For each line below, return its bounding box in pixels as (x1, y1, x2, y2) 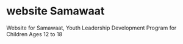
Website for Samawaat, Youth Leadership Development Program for (6, 24, 177, 31)
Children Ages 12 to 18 (6, 30, 63, 37)
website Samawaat (6, 4, 105, 18)
